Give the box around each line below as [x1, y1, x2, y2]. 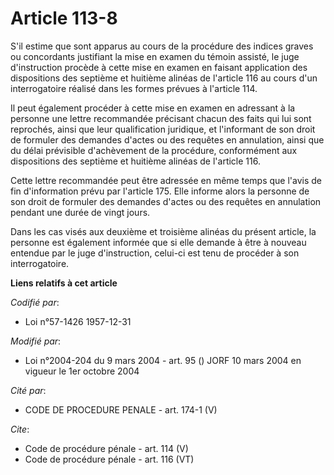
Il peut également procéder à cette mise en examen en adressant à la [10, 102, 296, 114]
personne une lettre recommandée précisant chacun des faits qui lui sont [10, 112, 312, 124]
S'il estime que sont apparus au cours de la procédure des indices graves [10, 40, 314, 52]
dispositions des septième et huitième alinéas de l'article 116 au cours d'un [10, 72, 318, 84]
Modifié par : [10, 335, 62, 347]
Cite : [10, 423, 30, 435]
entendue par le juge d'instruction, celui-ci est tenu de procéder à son [10, 247, 300, 259]
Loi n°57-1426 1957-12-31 [24, 315, 132, 327]
